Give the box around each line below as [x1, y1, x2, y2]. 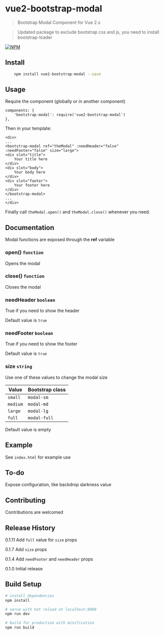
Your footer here [14, 183, 50, 188]
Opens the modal [5, 260, 41, 266]
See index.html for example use [5, 454, 71, 460]
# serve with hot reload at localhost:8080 [5, 607, 97, 612]
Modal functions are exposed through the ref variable [5, 237, 115, 242]
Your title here [14, 157, 48, 162]
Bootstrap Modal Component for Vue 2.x [17, 19, 101, 25]
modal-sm [28, 395, 49, 400]
